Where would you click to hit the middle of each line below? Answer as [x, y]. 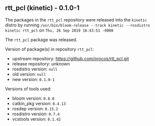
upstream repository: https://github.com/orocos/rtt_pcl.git [70, 59]
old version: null [29, 74]
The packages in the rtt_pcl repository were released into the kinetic [76, 20]
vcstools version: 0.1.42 [36, 119]
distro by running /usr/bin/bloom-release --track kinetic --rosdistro [77, 25]
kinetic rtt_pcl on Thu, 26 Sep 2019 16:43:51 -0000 [59, 30]
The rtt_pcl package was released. [41, 40]
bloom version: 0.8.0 [33, 98]
